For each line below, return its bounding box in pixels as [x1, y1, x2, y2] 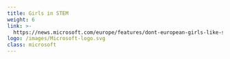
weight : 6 [7, 16, 36, 23]
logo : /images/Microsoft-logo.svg [7, 35, 106, 42]
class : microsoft [7, 41, 57, 48]
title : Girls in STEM [7, 9, 69, 17]
